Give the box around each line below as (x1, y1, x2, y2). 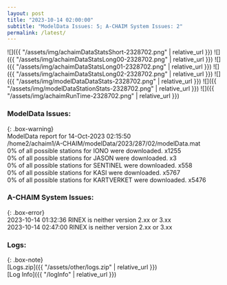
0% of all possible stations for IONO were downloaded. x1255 (7, 146, 182, 155)
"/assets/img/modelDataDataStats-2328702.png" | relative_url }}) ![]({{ (16, 77, 217, 86)
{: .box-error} (7, 208, 45, 216)
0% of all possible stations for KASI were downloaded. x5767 (7, 168, 181, 176)
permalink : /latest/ (7, 29, 67, 36)
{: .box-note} (7, 255, 43, 264)
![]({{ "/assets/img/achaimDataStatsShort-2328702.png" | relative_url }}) (7, 48, 213, 56)
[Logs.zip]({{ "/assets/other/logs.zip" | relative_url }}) (7, 263, 158, 271)
